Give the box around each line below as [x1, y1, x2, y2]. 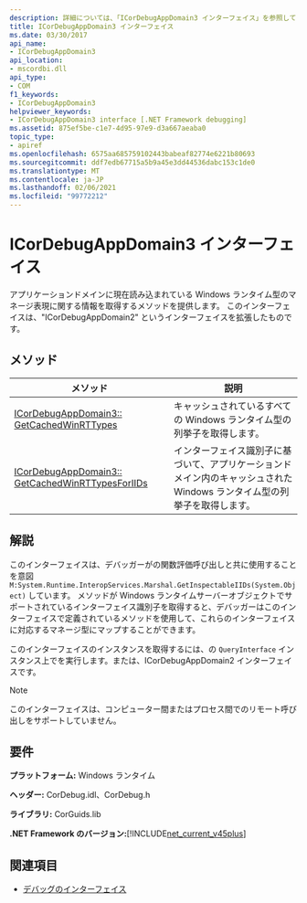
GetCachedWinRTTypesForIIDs [14, 476, 148, 489]
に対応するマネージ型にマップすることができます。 [9, 623, 201, 635]
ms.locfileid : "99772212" [9, 192, 108, 201]
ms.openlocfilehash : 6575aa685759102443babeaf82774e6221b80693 [9, 149, 256, 158]
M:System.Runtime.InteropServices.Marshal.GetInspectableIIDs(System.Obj [9, 580, 297, 590]
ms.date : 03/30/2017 [9, 30, 89, 39]
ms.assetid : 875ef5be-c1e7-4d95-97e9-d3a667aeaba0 [9, 124, 206, 133]
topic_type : [9, 133, 55, 142]
